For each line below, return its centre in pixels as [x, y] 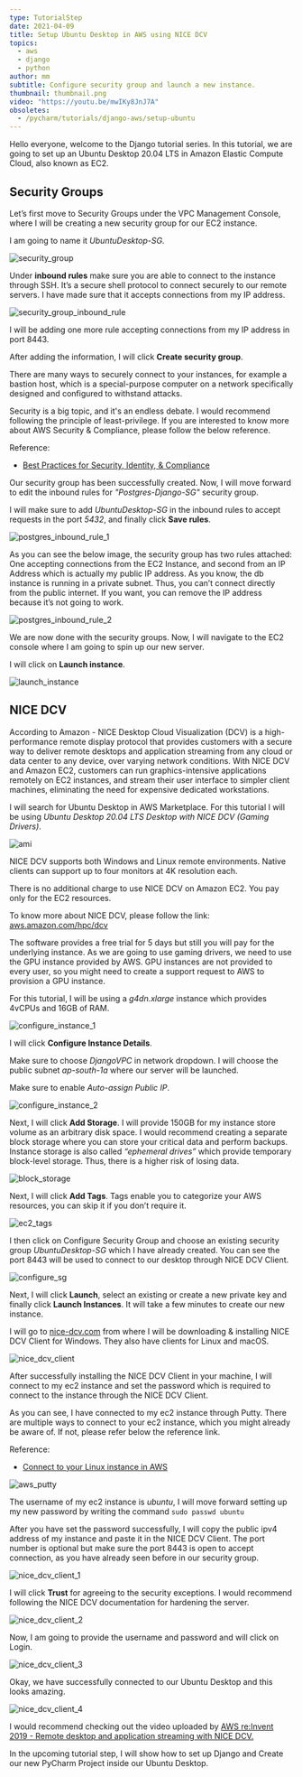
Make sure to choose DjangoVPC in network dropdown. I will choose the [144, 1060]
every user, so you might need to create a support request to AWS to [137, 971]
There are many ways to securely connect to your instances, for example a [148, 374]
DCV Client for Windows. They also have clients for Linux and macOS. [139, 1341]
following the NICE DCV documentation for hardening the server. [129, 1602]
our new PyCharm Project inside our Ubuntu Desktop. [109, 1763]
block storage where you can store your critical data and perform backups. [149, 1141]
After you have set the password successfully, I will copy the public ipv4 [143, 1529]
